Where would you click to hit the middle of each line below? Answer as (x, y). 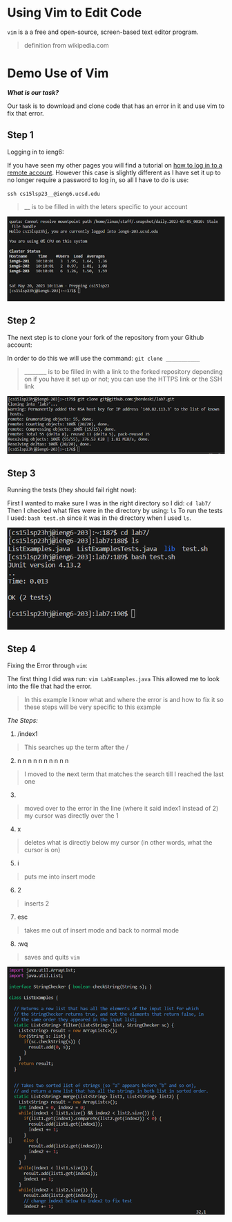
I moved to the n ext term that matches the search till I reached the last (124, 774)
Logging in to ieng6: (36, 152)
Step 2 (21, 321)
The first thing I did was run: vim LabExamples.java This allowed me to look (113, 679)
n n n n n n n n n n (43, 761)
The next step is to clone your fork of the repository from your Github (106, 337)
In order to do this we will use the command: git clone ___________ (104, 358)
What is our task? (33, 92)
